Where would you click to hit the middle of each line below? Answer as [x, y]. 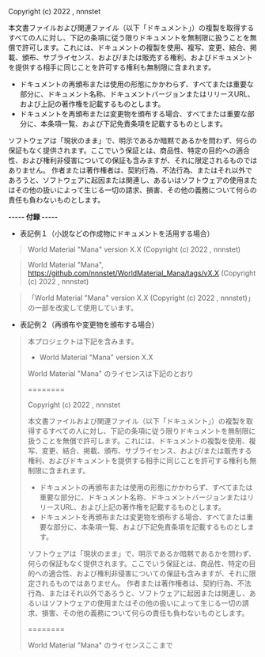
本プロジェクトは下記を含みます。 [83, 341]
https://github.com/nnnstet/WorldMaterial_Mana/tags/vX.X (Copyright [142, 273]
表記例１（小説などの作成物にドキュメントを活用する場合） [117, 234]
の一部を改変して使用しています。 [83, 308]
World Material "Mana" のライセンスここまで [100, 645]
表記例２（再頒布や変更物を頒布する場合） [89, 325]
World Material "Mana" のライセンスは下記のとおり [111, 374]
